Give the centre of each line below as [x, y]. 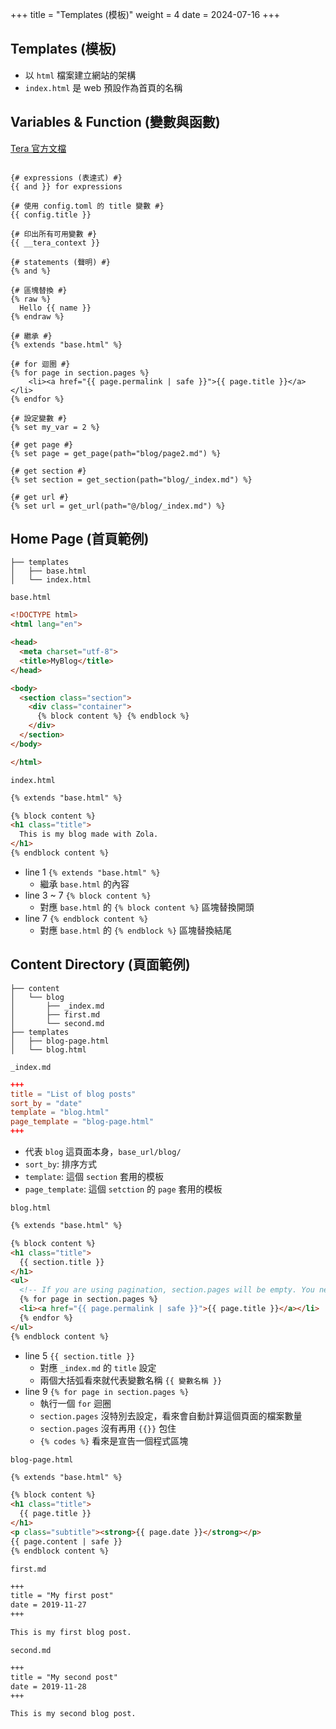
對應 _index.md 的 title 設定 [98, 1367]
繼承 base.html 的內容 [84, 884]
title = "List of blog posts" [73, 1094]
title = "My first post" [62, 1596]
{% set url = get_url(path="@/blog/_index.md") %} [118, 506]
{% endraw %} [37, 316]
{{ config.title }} [51, 214]
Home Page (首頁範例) [80, 539]
